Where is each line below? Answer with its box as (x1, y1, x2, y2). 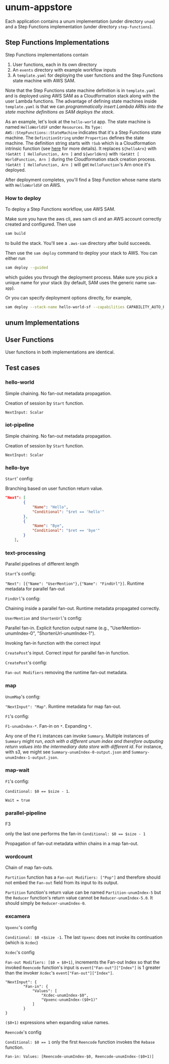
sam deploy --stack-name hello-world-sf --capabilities (5, 305, 125, 310)
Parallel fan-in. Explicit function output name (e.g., (5, 625, 109, 631)
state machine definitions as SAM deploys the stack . (5, 109, 115, 115)
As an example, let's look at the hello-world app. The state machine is (5, 118, 151, 125)
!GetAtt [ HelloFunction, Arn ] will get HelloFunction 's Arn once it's (5, 161, 151, 168)
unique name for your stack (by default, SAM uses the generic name (5, 279, 147, 285)
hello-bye (5, 464, 29, 471)
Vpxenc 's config (5, 924, 37, 930)
